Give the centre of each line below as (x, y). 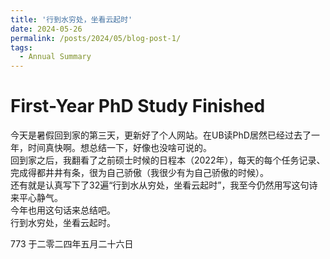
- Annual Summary (55, 57)
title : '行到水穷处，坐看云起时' (71, 19)
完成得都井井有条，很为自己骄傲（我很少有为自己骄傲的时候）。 (139, 173)
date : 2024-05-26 (46, 29)
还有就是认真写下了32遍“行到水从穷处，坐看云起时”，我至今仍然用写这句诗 (164, 185)
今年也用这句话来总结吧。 (63, 210)
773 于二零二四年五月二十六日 (72, 244)
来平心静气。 (36, 198)
